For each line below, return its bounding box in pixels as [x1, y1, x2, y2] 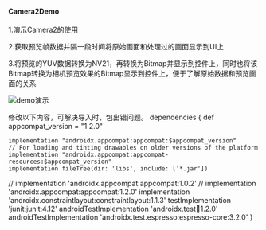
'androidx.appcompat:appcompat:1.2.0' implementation [8, 187, 190, 197]
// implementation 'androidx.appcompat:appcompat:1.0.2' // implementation [8, 179, 256, 189]
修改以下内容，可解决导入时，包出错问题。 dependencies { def [8, 112, 215, 123]
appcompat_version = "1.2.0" [8, 122, 104, 131]
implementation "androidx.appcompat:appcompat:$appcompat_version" [8, 137, 237, 145]
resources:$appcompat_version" [8, 158, 112, 166]
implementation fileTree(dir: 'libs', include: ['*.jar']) [8, 165, 209, 173]
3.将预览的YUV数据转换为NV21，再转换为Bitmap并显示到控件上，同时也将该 [8, 59, 258, 68]
